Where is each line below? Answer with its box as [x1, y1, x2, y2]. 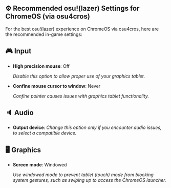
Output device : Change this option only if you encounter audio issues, [12, 124, 162, 130]
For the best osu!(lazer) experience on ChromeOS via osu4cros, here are [5, 26, 159, 32]
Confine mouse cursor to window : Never [12, 83, 101, 89]
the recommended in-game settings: [5, 31, 83, 37]
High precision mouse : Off [12, 63, 70, 69]
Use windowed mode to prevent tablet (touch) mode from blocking [12, 172, 154, 178]
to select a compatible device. [12, 130, 77, 136]
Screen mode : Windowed [12, 162, 67, 168]
